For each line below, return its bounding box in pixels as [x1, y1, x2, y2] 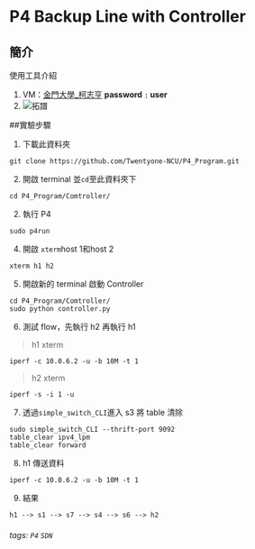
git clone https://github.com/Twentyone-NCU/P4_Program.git [9, 157, 241, 166]
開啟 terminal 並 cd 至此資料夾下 [22, 174, 137, 184]
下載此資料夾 [22, 139, 70, 150]
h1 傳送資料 [22, 458, 65, 468]
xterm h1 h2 [9, 261, 54, 270]
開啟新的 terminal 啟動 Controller [22, 279, 144, 289]
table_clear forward [9, 441, 87, 450]
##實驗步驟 [9, 120, 51, 130]
